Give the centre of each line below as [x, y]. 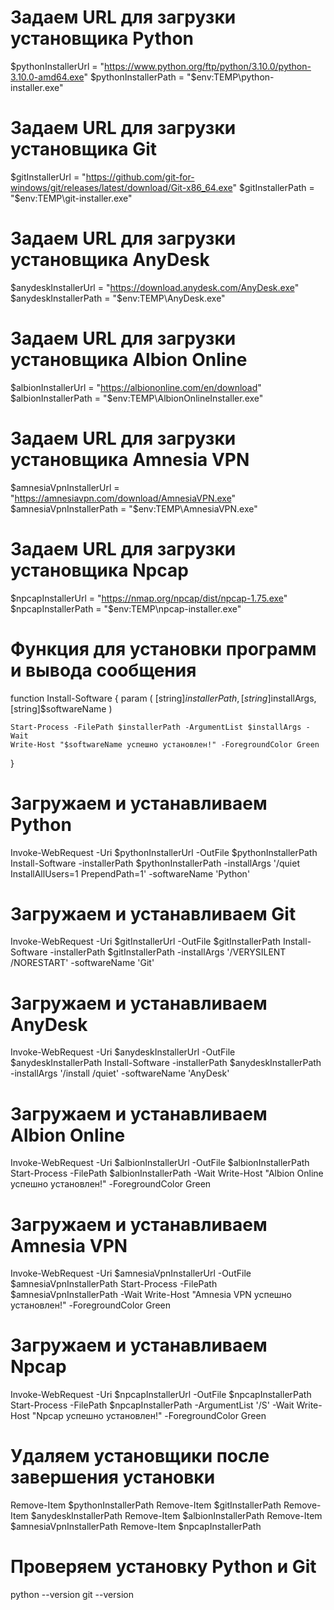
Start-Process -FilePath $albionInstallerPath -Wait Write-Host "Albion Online [167, 1173]
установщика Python [102, 38]
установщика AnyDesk [110, 260]
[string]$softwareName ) [61, 708]
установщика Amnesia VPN [130, 459]
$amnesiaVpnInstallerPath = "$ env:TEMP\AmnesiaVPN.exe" [134, 508]
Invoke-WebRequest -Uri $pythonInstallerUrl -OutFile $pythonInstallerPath [164, 852]
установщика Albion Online [129, 360]
